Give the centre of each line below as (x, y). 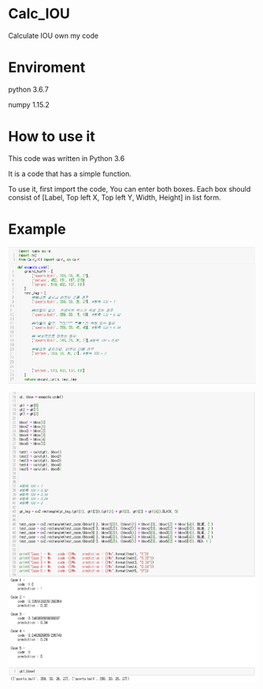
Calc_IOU (39, 14)
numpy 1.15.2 (29, 104)
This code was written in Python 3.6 (67, 158)
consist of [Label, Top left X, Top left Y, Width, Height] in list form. (115, 197)
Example (37, 229)
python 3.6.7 (28, 89)
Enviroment (47, 67)
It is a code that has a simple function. (70, 174)
